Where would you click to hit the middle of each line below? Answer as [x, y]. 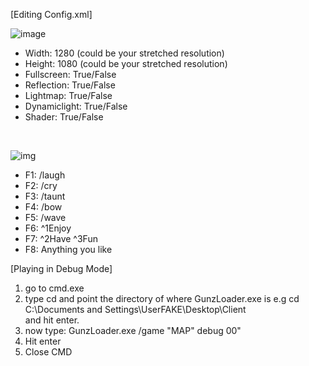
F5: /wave [45, 217]
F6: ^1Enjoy [48, 228]
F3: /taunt [45, 196]
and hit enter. [52, 320]
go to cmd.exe [54, 288]
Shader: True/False [64, 117]
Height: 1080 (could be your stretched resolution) [126, 63]
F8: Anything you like [68, 249]
